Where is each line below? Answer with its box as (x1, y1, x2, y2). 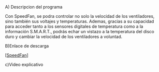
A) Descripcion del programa (5, 4, 63, 10)
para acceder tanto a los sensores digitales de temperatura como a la (5, 24, 144, 29)
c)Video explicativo (5, 62, 43, 67)
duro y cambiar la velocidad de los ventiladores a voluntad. (5, 34, 122, 39)
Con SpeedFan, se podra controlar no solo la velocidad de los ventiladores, (5, 13, 155, 19)
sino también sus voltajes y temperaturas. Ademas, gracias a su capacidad (5, 19, 154, 24)
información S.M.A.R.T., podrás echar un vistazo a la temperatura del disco (5, 29, 155, 34)
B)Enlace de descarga (5, 43, 49, 48)
